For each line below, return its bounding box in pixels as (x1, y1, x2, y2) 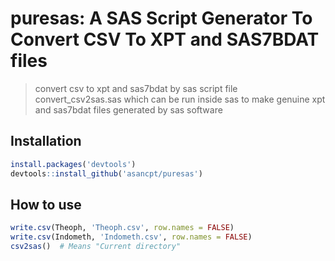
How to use (10, 196, 82, 213)
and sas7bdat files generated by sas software (34, 103, 223, 116)
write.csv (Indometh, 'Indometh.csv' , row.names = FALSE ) (10, 232, 253, 242)
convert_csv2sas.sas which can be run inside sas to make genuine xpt (34, 93, 326, 105)
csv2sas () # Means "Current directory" (10, 242, 182, 252)
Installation (10, 133, 82, 150)
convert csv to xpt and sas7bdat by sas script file (34, 82, 238, 94)
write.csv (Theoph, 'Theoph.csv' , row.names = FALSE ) (10, 223, 235, 233)
